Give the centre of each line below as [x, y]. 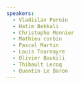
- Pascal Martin [36, 45]
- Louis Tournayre [39, 52]
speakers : [21, 13]
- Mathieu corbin [37, 39]
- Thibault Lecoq [37, 64]
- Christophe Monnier [44, 33]
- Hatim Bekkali [36, 26]
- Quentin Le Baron [40, 71]
